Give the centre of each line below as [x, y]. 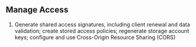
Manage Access [37, 10]
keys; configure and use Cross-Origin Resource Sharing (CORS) [95, 37]
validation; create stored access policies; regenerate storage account [102, 31]
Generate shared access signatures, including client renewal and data [102, 24]
